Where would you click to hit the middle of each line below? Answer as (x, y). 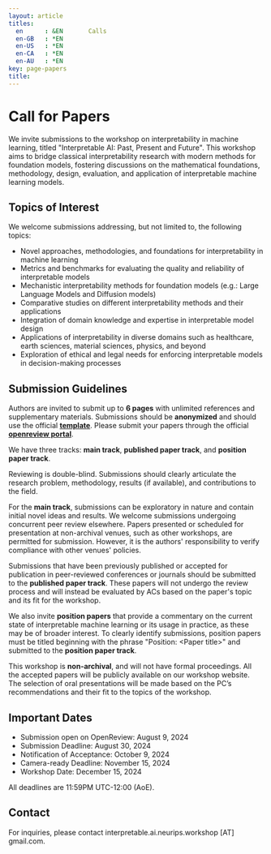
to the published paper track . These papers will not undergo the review (129, 583)
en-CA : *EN (39, 54)
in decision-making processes (71, 363)
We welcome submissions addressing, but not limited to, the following (125, 227)
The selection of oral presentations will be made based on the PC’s (120, 684)
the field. (23, 491)
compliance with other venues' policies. (75, 550)
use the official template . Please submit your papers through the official (129, 426)
